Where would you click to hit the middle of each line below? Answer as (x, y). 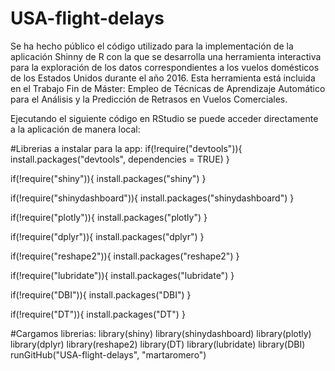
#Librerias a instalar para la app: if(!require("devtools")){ (126, 148)
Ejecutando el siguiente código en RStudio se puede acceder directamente (164, 118)
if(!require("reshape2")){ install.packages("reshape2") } (125, 256)
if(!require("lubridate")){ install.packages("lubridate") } (122, 275)
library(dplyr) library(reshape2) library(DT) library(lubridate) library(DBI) (158, 344)
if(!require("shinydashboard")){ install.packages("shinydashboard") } (152, 198)
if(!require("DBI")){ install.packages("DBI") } (101, 294)
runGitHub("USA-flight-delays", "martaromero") (108, 354)
